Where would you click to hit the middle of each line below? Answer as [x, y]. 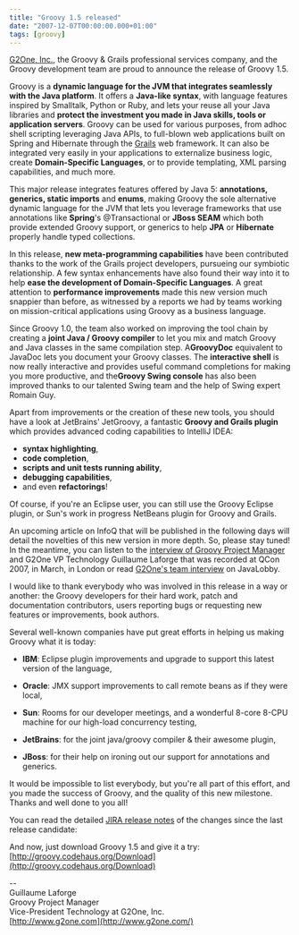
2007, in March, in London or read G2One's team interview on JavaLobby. [145, 569]
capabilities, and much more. [62, 172]
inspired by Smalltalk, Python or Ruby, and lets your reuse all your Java [140, 106]
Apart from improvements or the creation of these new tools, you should [142, 412]
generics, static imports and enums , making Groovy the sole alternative [143, 199]
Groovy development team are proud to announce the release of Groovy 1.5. [149, 69]
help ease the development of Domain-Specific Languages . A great [136, 283]
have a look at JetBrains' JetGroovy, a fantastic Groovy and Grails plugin [144, 422]
